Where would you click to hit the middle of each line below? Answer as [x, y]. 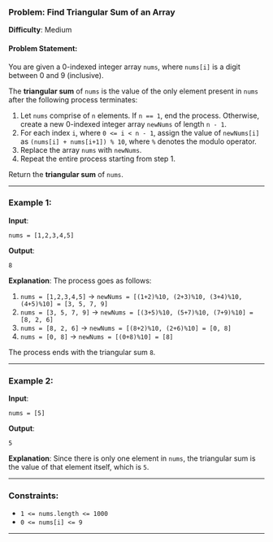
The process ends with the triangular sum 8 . [82, 352]
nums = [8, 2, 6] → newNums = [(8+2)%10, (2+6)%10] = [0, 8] [126, 327]
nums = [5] [27, 414]
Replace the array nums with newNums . [81, 150]
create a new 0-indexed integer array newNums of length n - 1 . [123, 124]
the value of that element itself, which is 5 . [79, 467]
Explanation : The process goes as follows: [80, 280]
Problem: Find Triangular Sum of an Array [92, 12]
